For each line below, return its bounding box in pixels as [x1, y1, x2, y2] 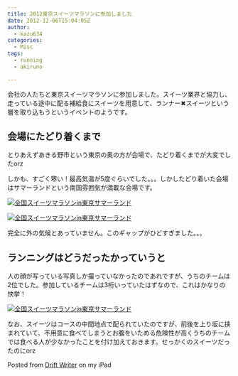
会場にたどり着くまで [7, 131, 101, 143]
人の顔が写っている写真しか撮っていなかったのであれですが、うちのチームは [7, 272, 231, 281]
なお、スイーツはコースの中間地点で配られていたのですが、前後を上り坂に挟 [7, 320, 231, 328]
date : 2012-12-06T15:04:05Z [7, 17, 91, 24]
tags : [7, 50, 23, 58]
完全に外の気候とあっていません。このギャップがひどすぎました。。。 [7, 229, 206, 237]
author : [7, 23, 31, 31]
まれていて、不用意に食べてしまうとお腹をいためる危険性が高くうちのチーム [7, 328, 231, 338]
